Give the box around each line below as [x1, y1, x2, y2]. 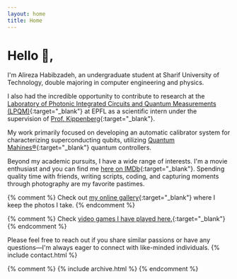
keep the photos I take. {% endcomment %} [7, 201, 136, 210]
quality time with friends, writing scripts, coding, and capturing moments [7, 172, 219, 181]
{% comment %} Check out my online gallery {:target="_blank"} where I [7, 193, 216, 202]
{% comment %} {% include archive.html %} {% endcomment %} [7, 265, 199, 273]
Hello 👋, [7, 47, 54, 64]
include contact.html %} [7, 251, 78, 259]
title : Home [7, 17, 42, 24]
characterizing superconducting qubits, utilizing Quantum [7, 136, 175, 144]
